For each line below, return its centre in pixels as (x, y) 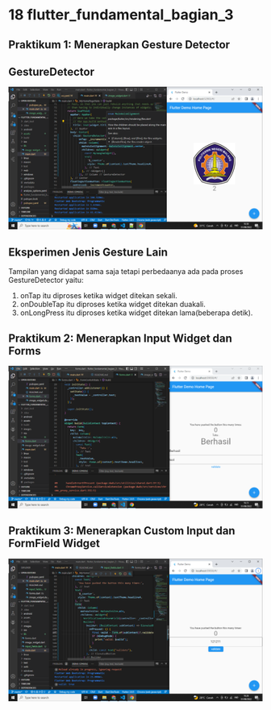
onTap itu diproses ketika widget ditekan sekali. (98, 296)
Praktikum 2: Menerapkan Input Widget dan (120, 338)
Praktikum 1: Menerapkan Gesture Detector (119, 45)
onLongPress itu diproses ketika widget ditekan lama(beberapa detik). (136, 313)
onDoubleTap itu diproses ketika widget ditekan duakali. (113, 305)
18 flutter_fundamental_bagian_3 (121, 15)
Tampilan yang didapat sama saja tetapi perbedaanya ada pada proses (126, 272)
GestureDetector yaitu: (46, 280)
